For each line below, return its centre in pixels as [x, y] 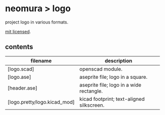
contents [19, 47]
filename [41, 61]
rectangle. [91, 91]
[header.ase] [23, 88]
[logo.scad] [21, 69]
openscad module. [101, 69]
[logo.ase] [19, 77]
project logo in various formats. [37, 22]
